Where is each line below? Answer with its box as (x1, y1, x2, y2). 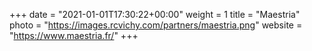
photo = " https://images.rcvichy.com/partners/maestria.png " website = (9, 19, 303, 31)
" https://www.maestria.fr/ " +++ (9, 30, 139, 41)
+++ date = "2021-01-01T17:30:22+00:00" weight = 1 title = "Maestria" (9, 9, 301, 20)
